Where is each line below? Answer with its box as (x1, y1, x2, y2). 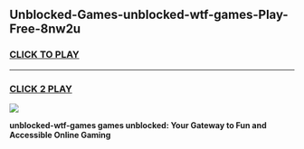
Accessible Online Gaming (9, 129, 111, 140)
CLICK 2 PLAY (9, 82, 72, 95)
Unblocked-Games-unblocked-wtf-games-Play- (9, 7, 289, 23)
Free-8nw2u (9, 22, 81, 37)
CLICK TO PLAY (9, 49, 80, 61)
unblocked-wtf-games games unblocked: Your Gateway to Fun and (9, 119, 267, 130)
